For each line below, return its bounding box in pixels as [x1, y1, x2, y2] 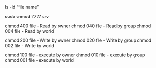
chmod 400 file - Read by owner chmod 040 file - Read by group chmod [5, 23, 151, 29]
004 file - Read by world [5, 28, 54, 34]
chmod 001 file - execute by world [5, 57, 74, 63]
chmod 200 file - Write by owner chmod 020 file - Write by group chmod [5, 37, 152, 43]
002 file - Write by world [5, 43, 55, 48]
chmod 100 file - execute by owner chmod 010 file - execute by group [5, 52, 145, 58]
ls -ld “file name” [5, 4, 39, 10]
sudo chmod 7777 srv [5, 14, 49, 19]
